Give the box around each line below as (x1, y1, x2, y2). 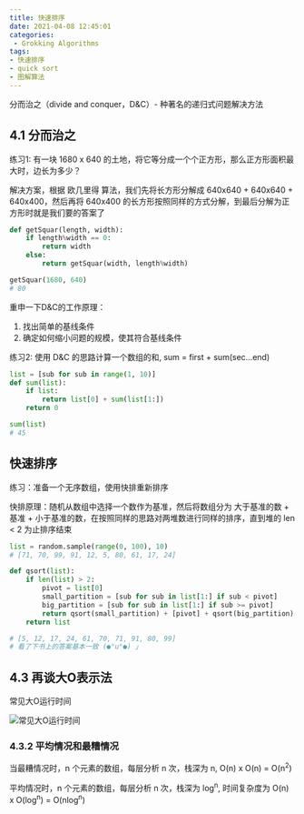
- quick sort (9, 65, 59, 74)
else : (25, 251, 47, 260)
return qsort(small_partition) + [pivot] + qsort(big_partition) (42, 608, 295, 618)
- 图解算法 (9, 73, 45, 82)
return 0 (25, 404, 59, 413)
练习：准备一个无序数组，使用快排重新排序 (9, 481, 169, 492)
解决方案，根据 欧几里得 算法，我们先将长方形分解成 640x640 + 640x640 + (9, 184, 293, 196)
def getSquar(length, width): (9, 225, 124, 235)
